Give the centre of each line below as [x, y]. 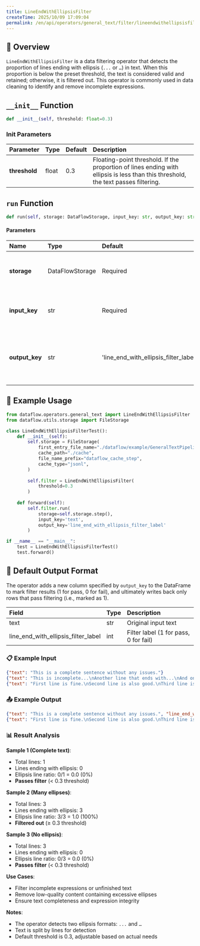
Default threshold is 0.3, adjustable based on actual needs [86, 936]
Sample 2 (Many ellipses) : [39, 792]
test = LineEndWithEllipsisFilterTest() [68, 547]
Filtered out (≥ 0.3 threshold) [51, 823]
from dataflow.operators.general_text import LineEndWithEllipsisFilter [98, 415]
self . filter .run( [49, 508]
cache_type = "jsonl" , [63, 464]
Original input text [152, 623]
